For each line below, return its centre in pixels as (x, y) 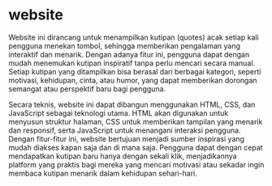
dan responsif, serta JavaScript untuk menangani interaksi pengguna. (125, 130)
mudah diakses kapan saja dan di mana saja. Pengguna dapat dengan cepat (136, 147)
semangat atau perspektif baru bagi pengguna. (87, 89)
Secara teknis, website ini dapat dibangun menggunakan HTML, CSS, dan (132, 104)
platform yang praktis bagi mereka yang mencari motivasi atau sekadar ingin (136, 164)
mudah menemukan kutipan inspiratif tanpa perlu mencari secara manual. (132, 63)
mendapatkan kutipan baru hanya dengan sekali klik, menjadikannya (123, 156)
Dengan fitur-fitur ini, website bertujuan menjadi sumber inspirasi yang (127, 138)
